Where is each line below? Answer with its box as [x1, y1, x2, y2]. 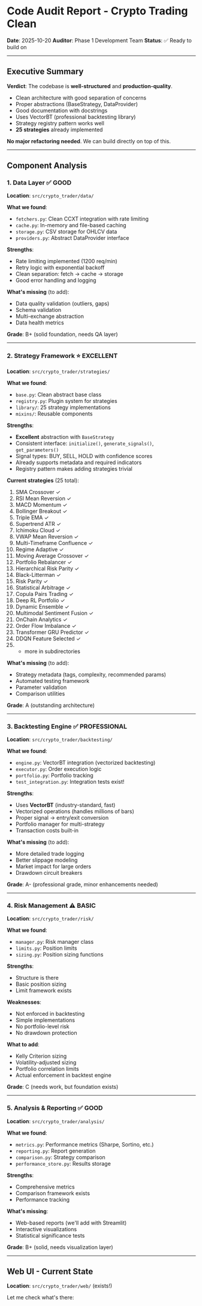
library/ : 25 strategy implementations [15, 404, 111, 411]
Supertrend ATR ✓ [15, 520, 62, 527]
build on [7, 43, 27, 50]
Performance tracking [15, 1196, 70, 1203]
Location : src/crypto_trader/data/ [7, 192, 94, 199]
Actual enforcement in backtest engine [15, 1072, 111, 1079]
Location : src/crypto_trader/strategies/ [7, 368, 110, 375]
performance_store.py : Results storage [15, 1160, 111, 1167]
